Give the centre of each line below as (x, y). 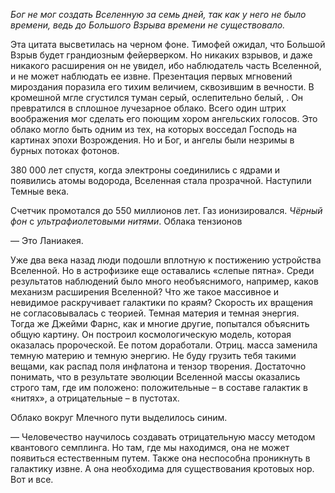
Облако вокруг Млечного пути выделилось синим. (119, 417)
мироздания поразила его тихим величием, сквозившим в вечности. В (162, 87)
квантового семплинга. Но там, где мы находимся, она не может (150, 447)
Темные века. (40, 191)
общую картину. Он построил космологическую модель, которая (151, 334)
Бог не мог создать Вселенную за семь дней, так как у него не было (158, 14)
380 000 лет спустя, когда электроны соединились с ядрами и (145, 170)
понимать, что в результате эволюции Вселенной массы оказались (155, 377)
